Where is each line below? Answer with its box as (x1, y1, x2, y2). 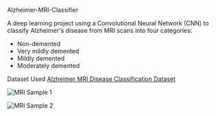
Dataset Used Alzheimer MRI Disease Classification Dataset (7, 75, 176, 83)
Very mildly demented (16, 47, 80, 55)
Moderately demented (16, 62, 80, 69)
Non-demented (16, 40, 61, 47)
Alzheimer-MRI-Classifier (7, 6, 79, 14)
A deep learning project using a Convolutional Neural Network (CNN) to (7, 19, 209, 27)
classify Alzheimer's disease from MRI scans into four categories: (7, 27, 193, 34)
